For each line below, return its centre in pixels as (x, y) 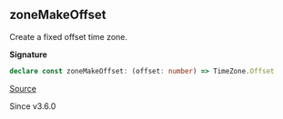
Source (23, 88)
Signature (29, 55)
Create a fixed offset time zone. (69, 36)
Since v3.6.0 (33, 106)
